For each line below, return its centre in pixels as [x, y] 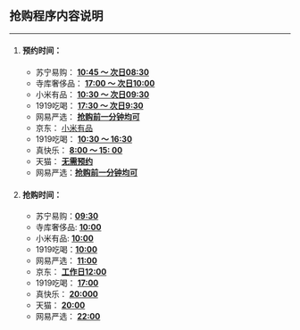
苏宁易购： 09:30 [67, 216]
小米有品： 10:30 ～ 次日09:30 [92, 95]
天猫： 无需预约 [64, 161]
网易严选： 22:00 [68, 317]
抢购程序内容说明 [56, 16]
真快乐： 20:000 [67, 294]
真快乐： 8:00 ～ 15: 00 [79, 151]
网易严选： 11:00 [67, 260]
